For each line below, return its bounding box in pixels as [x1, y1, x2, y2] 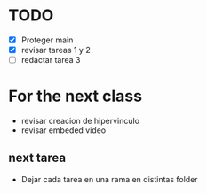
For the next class [8, 86, 143, 106]
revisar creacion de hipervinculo [20, 116, 139, 127]
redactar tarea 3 [20, 55, 81, 66]
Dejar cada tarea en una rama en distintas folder [20, 174, 198, 184]
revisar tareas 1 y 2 [20, 45, 91, 55]
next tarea [8, 151, 67, 166]
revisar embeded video [20, 125, 107, 135]
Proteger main [20, 35, 74, 45]
